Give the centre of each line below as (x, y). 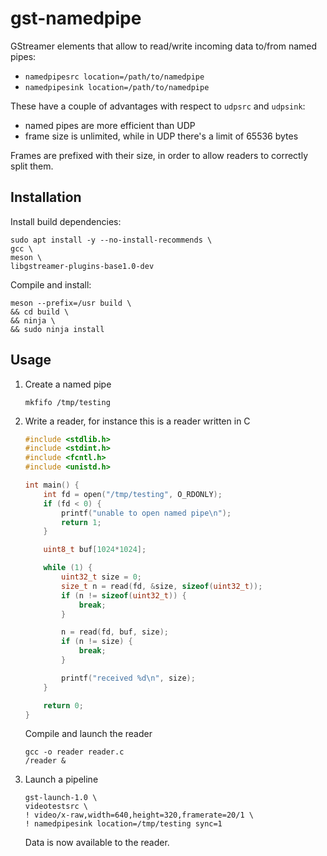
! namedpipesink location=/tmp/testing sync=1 (123, 824)
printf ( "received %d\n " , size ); (128, 678)
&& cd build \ (40, 312)
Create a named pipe (68, 384)
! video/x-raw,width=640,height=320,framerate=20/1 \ (139, 815)
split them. (32, 166)
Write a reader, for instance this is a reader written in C (137, 421)
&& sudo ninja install (57, 329)
